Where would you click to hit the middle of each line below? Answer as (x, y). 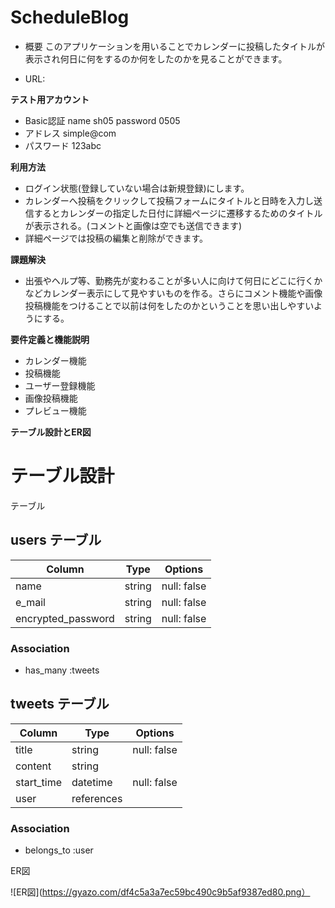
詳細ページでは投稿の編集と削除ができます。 (116, 238)
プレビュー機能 (55, 410)
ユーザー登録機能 (60, 385)
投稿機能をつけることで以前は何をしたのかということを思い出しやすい (169, 305)
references (97, 798)
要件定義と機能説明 (50, 339)
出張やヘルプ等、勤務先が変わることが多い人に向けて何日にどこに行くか (173, 280)
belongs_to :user (59, 850)
